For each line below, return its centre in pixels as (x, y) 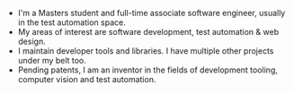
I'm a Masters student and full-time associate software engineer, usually (151, 13)
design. (32, 41)
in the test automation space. (71, 22)
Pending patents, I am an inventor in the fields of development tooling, (148, 70)
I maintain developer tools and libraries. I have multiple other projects (146, 51)
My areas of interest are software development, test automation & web (148, 32)
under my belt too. (52, 60)
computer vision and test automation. (87, 79)
